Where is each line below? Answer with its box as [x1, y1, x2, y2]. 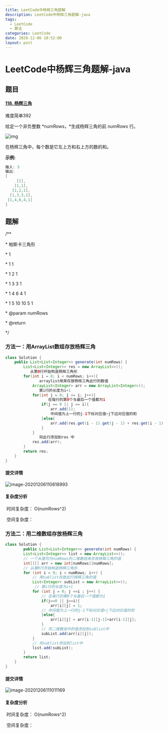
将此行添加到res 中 [39, 435, 75, 440]
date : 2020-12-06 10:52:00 [5, 36, 62, 41]
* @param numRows [5, 310, 48, 316]
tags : [5, 17, 17, 22]
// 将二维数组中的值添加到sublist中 [41, 626, 109, 632]
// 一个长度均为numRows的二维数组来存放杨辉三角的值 [23, 556, 121, 561]
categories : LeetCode [5, 31, 51, 36]
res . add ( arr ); [32, 440, 62, 445]
